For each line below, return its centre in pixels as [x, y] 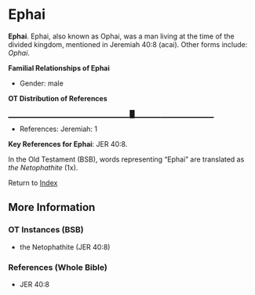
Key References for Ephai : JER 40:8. [68, 144]
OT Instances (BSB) [46, 230]
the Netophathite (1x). [43, 167]
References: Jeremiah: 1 [58, 129]
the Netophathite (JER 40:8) [65, 247]
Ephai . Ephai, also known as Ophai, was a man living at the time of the [121, 36]
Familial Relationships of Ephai [59, 67]
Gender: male [42, 83]
